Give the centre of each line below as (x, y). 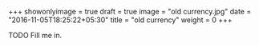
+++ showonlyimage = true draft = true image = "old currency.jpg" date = (130, 11)
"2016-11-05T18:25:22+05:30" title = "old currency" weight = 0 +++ (120, 20)
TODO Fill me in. (35, 35)
